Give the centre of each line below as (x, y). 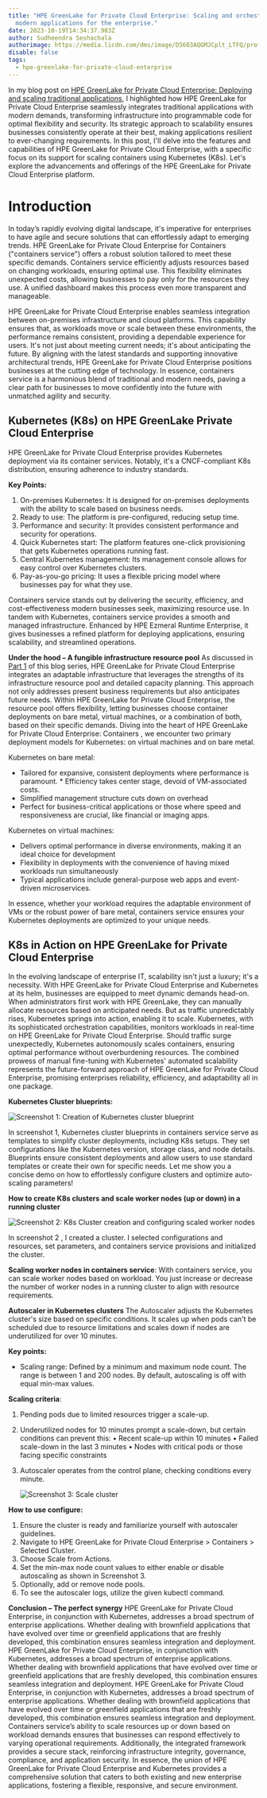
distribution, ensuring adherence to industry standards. (99, 469)
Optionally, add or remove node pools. (82, 1584)
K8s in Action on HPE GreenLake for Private (118, 945)
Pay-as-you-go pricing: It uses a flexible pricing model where (120, 576)
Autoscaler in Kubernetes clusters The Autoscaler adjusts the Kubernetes (131, 1311)
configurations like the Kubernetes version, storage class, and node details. (132, 1150)
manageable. (30, 296)
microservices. (67, 887)
